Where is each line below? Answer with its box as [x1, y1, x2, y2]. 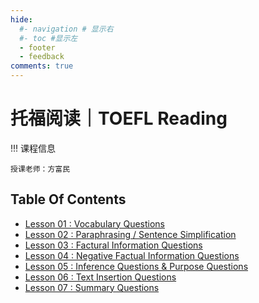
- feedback [19, 52, 65, 62]
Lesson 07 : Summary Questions [24, 281, 160, 293]
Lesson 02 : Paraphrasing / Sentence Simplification [24, 228, 237, 240]
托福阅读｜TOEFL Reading [10, 107, 228, 130]
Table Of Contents [10, 191, 127, 208]
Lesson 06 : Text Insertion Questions [24, 271, 177, 283]
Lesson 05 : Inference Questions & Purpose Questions [24, 260, 249, 272]
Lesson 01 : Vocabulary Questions [24, 217, 165, 230]
